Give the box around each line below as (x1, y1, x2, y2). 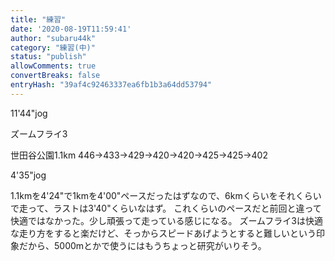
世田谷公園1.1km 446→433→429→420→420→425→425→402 (10, 149, 268, 161)
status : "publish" (10, 52, 87, 62)
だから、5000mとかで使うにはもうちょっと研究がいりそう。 (18, 239, 267, 251)
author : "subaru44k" (10, 33, 97, 43)
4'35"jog (10, 169, 47, 181)
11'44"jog (10, 107, 48, 119)
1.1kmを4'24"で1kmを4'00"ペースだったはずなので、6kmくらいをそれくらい (10, 189, 322, 201)
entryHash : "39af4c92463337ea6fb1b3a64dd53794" (10, 80, 213, 90)
